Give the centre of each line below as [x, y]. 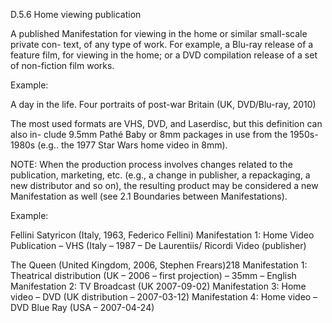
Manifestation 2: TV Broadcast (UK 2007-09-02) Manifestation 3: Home [158, 286]
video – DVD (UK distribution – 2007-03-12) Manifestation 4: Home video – [164, 297]
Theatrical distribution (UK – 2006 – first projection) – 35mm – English [153, 275]
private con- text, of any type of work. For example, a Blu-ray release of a [162, 44]
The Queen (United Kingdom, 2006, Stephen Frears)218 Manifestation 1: [159, 265]
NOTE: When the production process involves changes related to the [151, 164]
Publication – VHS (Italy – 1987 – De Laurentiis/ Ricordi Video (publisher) [158, 245]
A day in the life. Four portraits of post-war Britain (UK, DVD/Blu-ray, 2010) [163, 104]
